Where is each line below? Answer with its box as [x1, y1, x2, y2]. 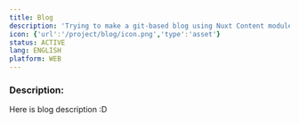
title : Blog [9, 12, 53, 22]
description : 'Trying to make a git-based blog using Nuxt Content [9, 21, 265, 30]
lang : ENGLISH [9, 46, 62, 55]
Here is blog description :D [9, 104, 108, 115]
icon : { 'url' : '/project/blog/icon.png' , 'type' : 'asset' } [9, 29, 221, 38]
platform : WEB [9, 54, 62, 63]
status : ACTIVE [9, 37, 66, 47]
